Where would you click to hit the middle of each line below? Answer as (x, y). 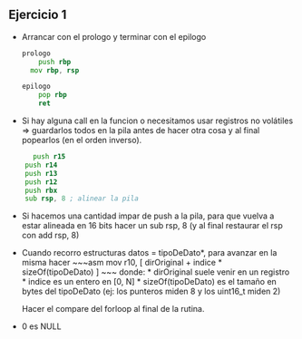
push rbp (55, 62)
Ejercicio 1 (38, 15)
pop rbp (53, 95)
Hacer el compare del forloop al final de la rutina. (113, 309)
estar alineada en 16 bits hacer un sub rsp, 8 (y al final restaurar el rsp (152, 226)
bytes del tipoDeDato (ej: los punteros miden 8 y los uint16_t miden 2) (151, 291)
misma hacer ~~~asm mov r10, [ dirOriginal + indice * (122, 263)
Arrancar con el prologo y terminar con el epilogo (114, 36)
